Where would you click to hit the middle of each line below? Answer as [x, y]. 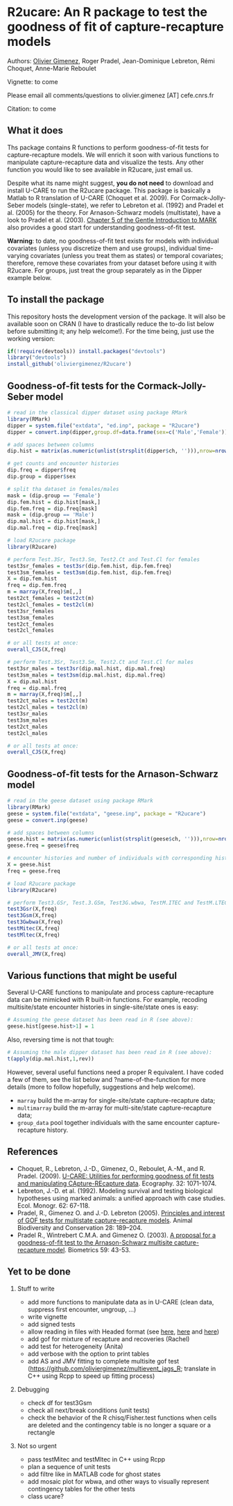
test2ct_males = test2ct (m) [48, 701]
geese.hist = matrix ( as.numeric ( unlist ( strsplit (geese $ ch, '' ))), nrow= [113, 839]
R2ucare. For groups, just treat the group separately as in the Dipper [105, 270]
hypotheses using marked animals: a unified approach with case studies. [121, 1198]
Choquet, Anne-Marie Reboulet [52, 68]
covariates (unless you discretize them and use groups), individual [102, 248]
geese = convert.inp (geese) [48, 820]
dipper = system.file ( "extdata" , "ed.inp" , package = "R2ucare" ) [103, 426]
